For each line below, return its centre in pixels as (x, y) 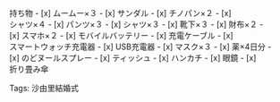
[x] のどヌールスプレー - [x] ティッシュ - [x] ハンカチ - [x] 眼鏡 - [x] (133, 58)
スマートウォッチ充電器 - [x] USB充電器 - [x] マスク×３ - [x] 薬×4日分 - (140, 47)
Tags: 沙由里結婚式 (44, 88)
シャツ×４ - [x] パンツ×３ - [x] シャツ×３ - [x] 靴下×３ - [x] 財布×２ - (136, 24)
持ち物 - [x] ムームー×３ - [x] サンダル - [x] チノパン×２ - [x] (120, 13)
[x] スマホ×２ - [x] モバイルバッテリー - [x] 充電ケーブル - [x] (122, 35)
